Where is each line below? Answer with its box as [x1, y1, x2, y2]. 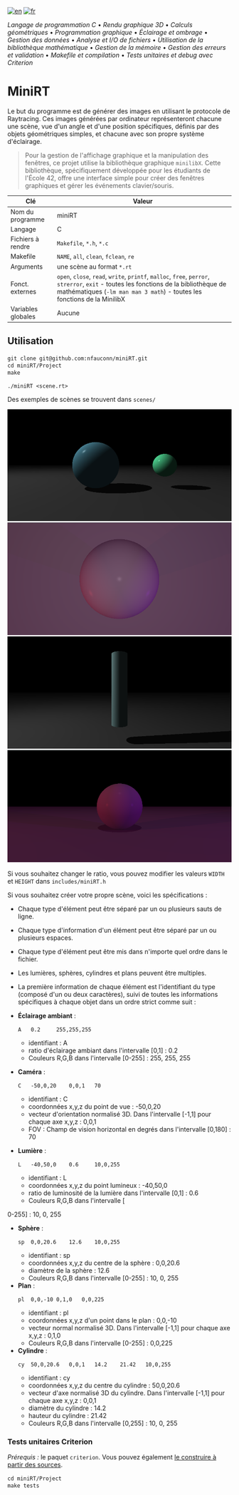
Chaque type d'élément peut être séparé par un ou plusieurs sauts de [17, 905, 222, 914]
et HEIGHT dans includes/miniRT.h [7, 877, 107, 886]
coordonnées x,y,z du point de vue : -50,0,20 [28, 1102, 161, 1111]
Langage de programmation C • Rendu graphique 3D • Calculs [7, 21, 193, 29]
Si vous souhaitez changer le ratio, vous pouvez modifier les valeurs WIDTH [7, 869, 225, 878]
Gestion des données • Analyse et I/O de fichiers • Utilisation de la [7, 36, 204, 44]
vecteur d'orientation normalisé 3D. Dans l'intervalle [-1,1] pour [28, 1110, 212, 1119]
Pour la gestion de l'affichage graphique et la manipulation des [24, 150, 208, 160]
